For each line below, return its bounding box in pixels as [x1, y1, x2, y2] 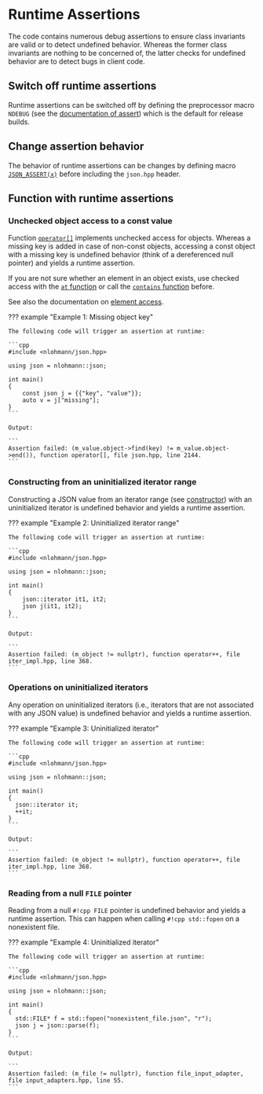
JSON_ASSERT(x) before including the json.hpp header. [8, 169, 181, 179]
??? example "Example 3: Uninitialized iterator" [8, 724, 159, 733]
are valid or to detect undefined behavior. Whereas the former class [8, 39, 228, 49]
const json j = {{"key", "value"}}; [22, 389, 143, 398]
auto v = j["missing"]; [22, 396, 100, 404]
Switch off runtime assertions [8, 79, 157, 93]
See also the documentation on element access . [8, 297, 164, 307]
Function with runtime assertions [8, 191, 174, 205]
